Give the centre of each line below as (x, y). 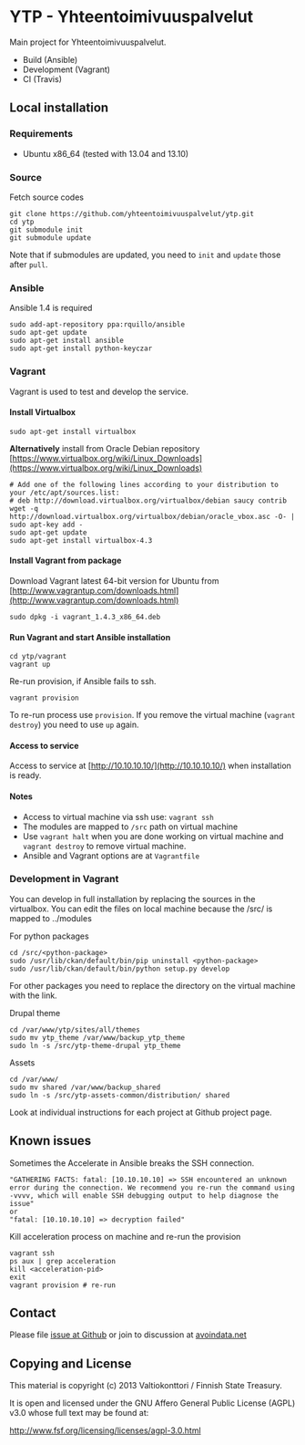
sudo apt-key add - (46, 525)
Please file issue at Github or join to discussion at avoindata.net (128, 1335)
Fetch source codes (47, 197)
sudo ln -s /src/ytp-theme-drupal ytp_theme (95, 1045)
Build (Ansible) (50, 59)
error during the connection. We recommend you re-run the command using (152, 1188)
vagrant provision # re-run (63, 1285)
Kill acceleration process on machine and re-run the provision (125, 1236)
